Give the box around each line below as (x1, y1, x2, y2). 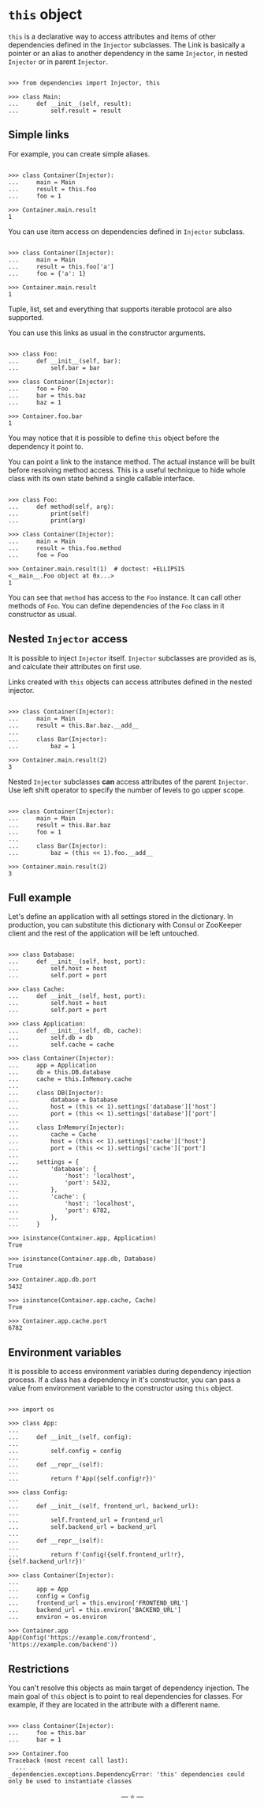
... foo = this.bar (8, 1729, 87, 1737)
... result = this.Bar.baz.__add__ (8, 721, 139, 729)
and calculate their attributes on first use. (8, 661, 142, 671)
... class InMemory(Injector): (8, 1124, 125, 1131)
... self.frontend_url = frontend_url (8, 1516, 164, 1524)
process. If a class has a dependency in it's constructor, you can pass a (8, 1375, 241, 1384)
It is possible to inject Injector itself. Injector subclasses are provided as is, (8, 653, 257, 663)
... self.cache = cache (8, 1041, 114, 1048)
